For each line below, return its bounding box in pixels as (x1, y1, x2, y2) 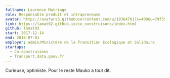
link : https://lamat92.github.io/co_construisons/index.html (5, 21, 137, 26)
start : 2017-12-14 (5, 30, 44, 35)
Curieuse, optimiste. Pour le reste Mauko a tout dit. (5, 67, 111, 73)
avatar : (5, 16, 22, 21)
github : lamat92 (5, 26, 39, 31)
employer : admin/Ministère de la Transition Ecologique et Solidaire (5, 40, 155, 45)
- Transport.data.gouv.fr (10, 53, 65, 59)
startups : (5, 44, 26, 49)
